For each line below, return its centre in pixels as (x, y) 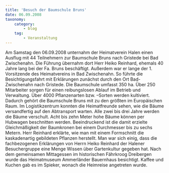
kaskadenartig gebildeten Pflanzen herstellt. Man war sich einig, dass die (81, 138)
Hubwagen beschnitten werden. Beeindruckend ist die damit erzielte (76, 122)
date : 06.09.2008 (23, 15)
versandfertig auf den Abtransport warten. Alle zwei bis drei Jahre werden (82, 111)
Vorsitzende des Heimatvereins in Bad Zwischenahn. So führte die (74, 74)
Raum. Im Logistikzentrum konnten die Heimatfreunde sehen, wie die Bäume (84, 106)
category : (25, 24)
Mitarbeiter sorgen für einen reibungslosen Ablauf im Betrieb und (73, 90)
